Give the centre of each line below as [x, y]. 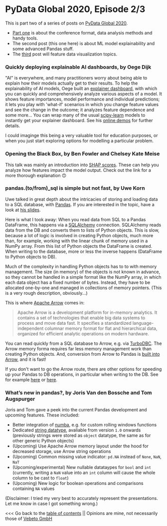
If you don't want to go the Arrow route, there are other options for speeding [83, 369]
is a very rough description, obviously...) [47, 293]
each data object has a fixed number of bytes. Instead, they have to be [78, 282]
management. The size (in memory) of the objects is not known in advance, [83, 272]
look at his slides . [23, 210]
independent [30, 328]
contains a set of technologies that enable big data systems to [81, 318]
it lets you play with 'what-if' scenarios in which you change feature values [82, 105]
